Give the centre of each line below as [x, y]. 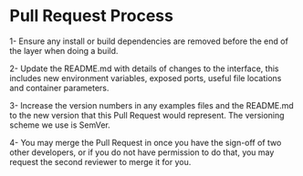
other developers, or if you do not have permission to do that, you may [142, 152]
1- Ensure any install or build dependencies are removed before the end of [149, 41]
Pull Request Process [91, 16]
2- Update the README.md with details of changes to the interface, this [144, 68]
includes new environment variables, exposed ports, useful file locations [146, 78]
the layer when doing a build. [64, 50]
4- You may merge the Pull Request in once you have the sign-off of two [146, 142]
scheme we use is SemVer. [60, 125]
